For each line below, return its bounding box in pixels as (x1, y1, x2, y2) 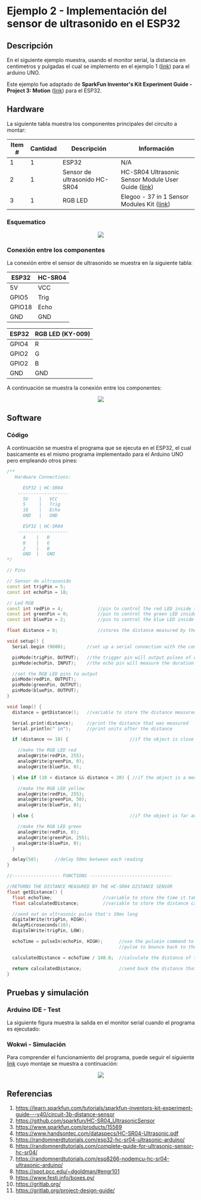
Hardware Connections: (14, 474, 71, 480)
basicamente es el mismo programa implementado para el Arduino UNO (7, 451, 184, 458)
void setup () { (7, 638, 45, 644)
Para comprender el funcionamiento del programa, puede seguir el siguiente (7, 1054, 194, 1061)
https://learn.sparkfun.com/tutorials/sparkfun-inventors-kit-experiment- (15, 1105, 193, 1112)
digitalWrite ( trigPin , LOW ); (12, 928, 85, 934)
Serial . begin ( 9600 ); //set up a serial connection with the (12, 643, 186, 650)
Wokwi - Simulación (7, 1040, 66, 1048)
